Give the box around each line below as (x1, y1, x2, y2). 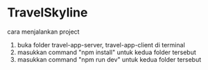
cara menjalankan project (7, 27, 80, 36)
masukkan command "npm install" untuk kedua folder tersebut (17, 48, 196, 56)
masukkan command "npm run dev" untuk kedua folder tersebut (17, 55, 202, 63)
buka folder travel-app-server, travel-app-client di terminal (17, 40, 185, 49)
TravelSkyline (7, 5, 88, 21)
